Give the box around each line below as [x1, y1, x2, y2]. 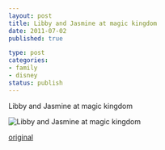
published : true [8, 34, 63, 43]
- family [8, 64, 38, 73]
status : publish [8, 78, 63, 87]
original [8, 132, 34, 142]
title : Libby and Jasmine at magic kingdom [8, 19, 158, 27]
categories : [8, 56, 49, 65]
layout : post [8, 11, 53, 20]
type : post [8, 49, 45, 57]
